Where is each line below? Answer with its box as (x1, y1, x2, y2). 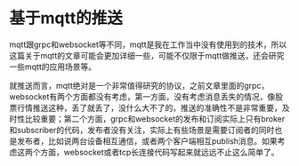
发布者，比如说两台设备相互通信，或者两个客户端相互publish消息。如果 (16, 135, 278, 146)
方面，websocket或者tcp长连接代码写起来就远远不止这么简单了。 (39, 146, 279, 157)
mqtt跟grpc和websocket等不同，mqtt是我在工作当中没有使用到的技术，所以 (9, 39, 287, 50)
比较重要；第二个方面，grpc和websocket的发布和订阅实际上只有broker (24, 113, 286, 124)
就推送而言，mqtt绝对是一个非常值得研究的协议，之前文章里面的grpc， (9, 80, 270, 91)
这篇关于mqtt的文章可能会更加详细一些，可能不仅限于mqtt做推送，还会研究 (9, 50, 285, 60)
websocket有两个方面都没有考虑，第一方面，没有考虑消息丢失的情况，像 (9, 91, 276, 102)
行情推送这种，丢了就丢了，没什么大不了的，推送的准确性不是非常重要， (16, 102, 282, 113)
